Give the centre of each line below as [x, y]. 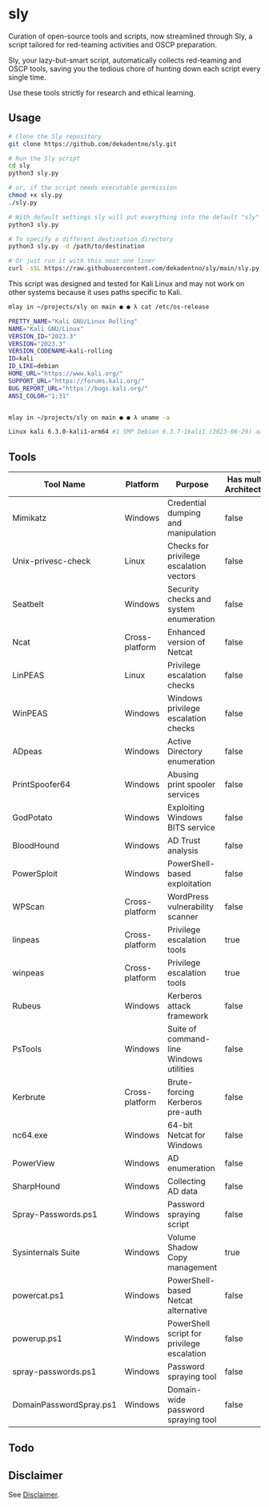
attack [179, 1006]
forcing [181, 1093]
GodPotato [33, 818]
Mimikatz [30, 518]
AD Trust [184, 841]
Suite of [182, 1029]
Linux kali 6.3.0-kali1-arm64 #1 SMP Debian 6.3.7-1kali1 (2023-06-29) [130, 432]
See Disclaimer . [34, 1495]
